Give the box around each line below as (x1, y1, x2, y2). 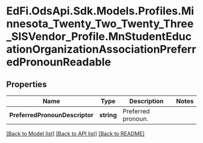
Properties (6, 79, 47, 90)
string (99, 111, 117, 119)
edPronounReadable (6, 55, 111, 69)
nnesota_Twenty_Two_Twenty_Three (6, 17, 194, 31)
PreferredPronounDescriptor (9, 111, 94, 119)
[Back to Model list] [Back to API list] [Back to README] (6, 130, 145, 137)
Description (129, 97, 164, 105)
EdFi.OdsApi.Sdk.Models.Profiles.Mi (6, 4, 195, 18)
